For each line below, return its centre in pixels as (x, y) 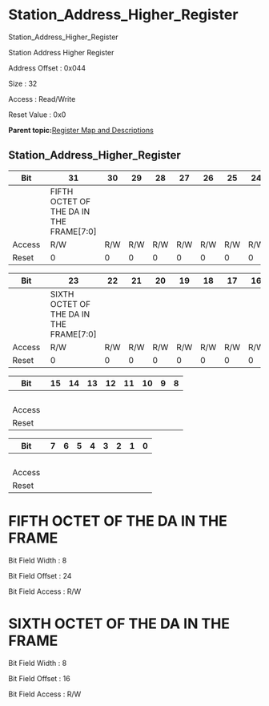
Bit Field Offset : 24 (40, 575)
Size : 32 (23, 83)
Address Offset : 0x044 (47, 68)
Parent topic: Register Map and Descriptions (81, 130)
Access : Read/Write (42, 99)
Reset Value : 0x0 (37, 115)
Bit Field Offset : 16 (39, 678)
